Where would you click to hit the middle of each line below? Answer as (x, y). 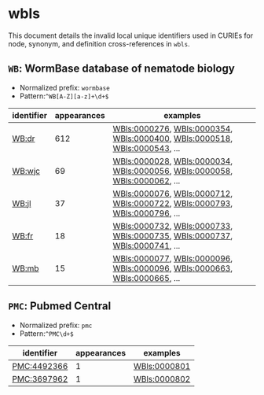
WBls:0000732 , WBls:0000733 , (173, 226)
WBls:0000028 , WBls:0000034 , (173, 161)
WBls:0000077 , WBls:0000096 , (173, 258)
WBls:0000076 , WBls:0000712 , (173, 194)
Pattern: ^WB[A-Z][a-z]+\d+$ (64, 96)
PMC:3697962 (40, 378)
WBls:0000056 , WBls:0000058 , (173, 171)
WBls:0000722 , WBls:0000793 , (173, 203)
